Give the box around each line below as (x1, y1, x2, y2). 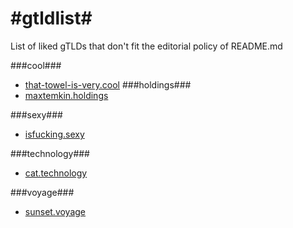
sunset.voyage (24, 205, 87, 217)
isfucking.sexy (24, 128, 85, 140)
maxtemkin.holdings (24, 89, 109, 101)
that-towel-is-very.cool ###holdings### (24, 78, 192, 91)
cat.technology (24, 167, 88, 179)
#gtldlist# (10, 7, 93, 30)
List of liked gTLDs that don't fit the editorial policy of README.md (10, 40, 283, 52)
